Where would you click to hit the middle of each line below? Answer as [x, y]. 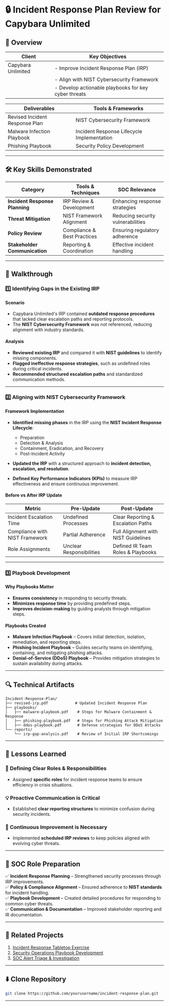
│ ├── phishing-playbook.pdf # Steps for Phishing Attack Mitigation [84, 721]
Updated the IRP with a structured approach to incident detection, [82, 463]
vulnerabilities [129, 222]
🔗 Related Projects [34, 935]
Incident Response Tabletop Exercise [51, 947]
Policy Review [25, 233]
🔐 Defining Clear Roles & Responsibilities [56, 768]
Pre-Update [86, 508]
